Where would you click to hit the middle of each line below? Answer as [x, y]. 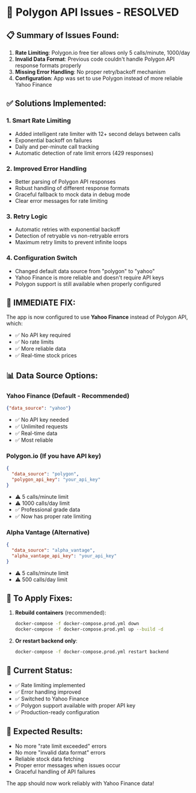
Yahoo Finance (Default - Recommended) [68, 395]
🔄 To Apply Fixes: [39, 598]
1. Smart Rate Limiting [38, 121]
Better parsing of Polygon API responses [65, 181]
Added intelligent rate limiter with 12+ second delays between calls [98, 134]
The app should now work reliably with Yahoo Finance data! [80, 783]
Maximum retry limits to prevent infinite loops [71, 242]
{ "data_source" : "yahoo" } [38, 409]
